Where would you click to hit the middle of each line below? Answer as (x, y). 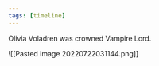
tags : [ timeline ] (37, 16)
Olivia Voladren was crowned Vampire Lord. (80, 38)
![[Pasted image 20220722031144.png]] (74, 53)
